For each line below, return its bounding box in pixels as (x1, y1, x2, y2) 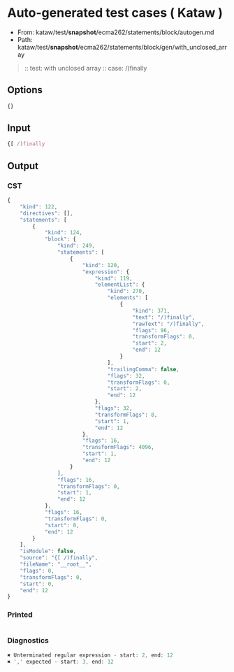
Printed (7, 610, 33, 620)
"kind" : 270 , (107, 288, 145, 295)
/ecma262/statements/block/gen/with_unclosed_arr (78, 43, 227, 51)
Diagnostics (7, 636, 49, 645)
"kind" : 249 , (57, 243, 96, 250)
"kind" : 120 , (82, 262, 120, 269)
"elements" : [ (107, 294, 149, 301)
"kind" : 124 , (44, 229, 82, 236)
